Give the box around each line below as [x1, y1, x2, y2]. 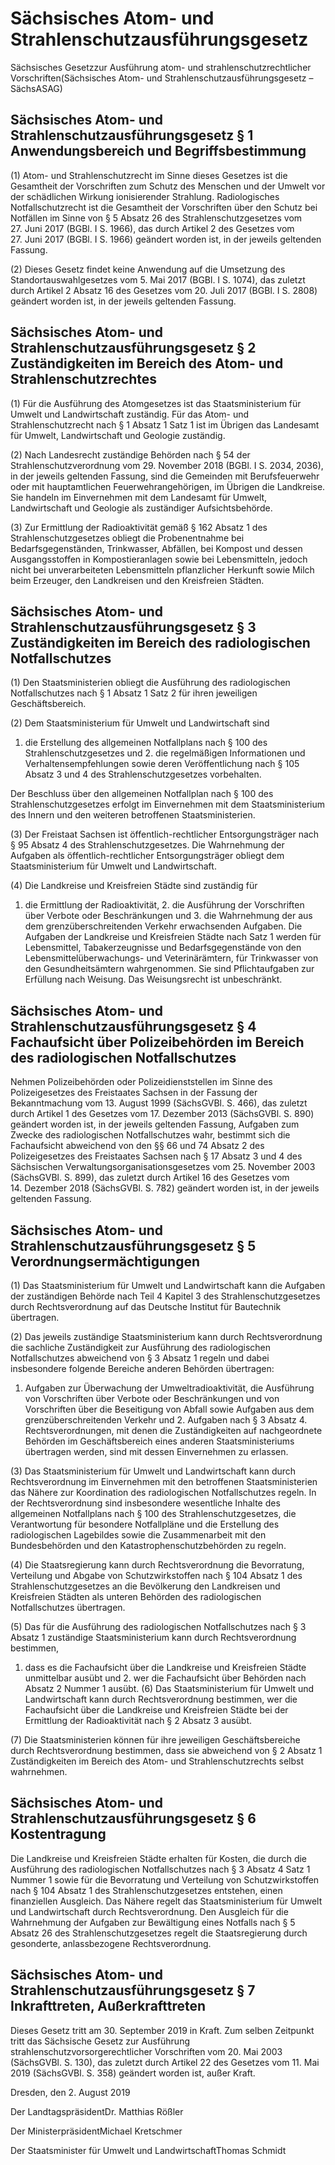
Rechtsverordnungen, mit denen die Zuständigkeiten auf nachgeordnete [24, 1425, 323, 1436]
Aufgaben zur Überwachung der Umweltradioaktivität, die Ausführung [24, 1382, 315, 1394]
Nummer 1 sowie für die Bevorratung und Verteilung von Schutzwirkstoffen [10, 1873, 320, 1886]
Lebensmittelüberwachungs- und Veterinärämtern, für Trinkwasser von [24, 952, 319, 964]
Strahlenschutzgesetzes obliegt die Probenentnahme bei [10, 532, 245, 544]
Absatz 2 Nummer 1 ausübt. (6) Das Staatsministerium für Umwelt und [24, 1683, 315, 1694]
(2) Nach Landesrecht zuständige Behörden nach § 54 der [10, 448, 251, 461]
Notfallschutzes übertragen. [10, 1602, 126, 1613]
